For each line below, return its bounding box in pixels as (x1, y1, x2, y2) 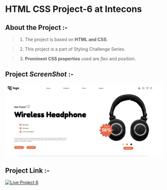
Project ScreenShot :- (5, 70, 74, 79)
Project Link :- (5, 166, 50, 175)
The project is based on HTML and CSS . (24, 36, 108, 42)
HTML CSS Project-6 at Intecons (5, 3, 142, 15)
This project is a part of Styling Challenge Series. (24, 46, 126, 52)
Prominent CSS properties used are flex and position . (24, 56, 136, 62)
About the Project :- (5, 23, 68, 32)
